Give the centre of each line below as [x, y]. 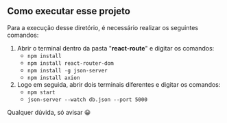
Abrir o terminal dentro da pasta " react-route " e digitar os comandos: [116, 48]
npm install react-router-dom [71, 63]
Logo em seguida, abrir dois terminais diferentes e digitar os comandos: [119, 84]
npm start [41, 92]
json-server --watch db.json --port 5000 [87, 99]
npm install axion [53, 78]
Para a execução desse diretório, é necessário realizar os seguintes [103, 27]
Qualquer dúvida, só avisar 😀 [49, 112]
